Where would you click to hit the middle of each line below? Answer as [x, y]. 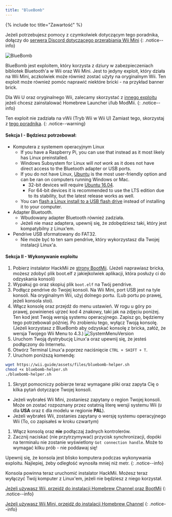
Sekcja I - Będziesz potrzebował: [41, 135]
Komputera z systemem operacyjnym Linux [59, 146]
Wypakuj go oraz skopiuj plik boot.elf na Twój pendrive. [72, 284]
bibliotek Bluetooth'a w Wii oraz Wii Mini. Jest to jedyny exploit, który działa [85, 71]
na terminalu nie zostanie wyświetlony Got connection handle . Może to [88, 442]
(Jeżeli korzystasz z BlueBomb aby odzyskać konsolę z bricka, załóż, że [89, 328]
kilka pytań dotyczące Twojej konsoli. [52, 389]
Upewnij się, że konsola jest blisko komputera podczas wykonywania [78, 457]
